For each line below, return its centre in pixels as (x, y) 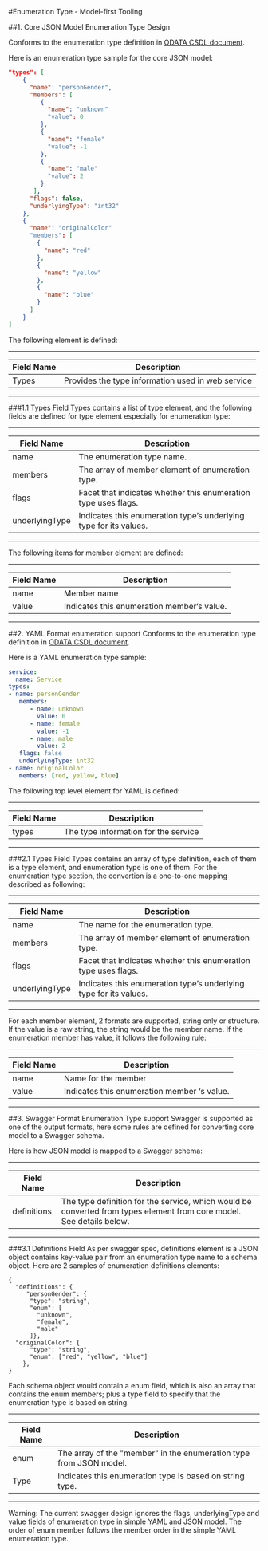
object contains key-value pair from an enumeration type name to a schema (133, 1257)
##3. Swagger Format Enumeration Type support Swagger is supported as (131, 1118)
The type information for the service (131, 831)
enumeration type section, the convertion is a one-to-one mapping (118, 876)
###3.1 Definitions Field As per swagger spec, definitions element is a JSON (133, 1248)
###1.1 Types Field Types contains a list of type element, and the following (130, 407)
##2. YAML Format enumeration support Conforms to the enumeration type (132, 633)
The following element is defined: (63, 340)
